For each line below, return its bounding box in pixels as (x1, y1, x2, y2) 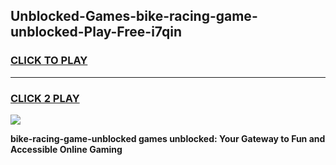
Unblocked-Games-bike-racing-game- (10, 8, 258, 25)
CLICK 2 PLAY (10, 91, 80, 105)
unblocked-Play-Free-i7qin (10, 24, 182, 41)
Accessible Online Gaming (10, 143, 123, 155)
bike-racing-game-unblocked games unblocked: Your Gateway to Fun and (10, 132, 326, 144)
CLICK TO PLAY (10, 54, 88, 68)
